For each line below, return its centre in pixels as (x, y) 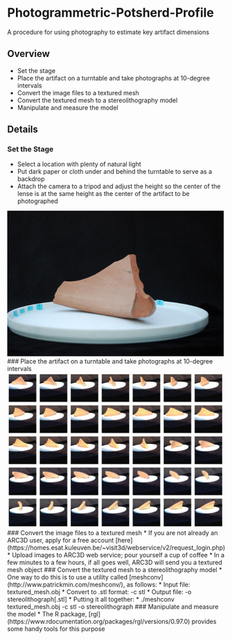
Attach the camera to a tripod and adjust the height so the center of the (119, 186)
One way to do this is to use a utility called (68, 577)
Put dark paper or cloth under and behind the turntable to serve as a (115, 172)
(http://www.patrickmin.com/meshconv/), (66, 584)
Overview (29, 54)
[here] (124, 540)
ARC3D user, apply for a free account (61, 540)
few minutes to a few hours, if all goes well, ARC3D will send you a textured (115, 562)
